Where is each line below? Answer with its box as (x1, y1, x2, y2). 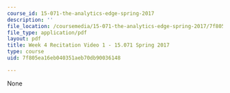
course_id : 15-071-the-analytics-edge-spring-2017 (7, 10, 155, 17)
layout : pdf (7, 36, 41, 42)
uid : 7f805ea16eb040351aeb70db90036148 (7, 55, 121, 62)
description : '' (7, 16, 53, 23)
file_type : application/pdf (7, 29, 88, 36)
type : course (7, 49, 44, 55)
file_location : (7, 23, 51, 29)
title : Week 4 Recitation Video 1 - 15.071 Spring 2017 (7, 42, 170, 49)
